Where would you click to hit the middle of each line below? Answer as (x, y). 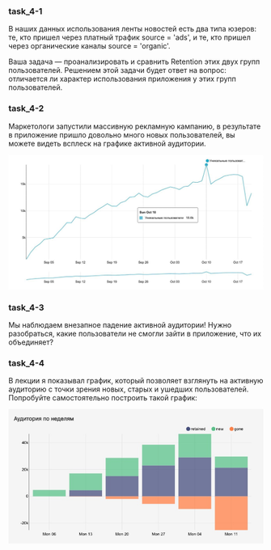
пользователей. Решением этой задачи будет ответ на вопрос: (117, 70)
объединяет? (31, 342)
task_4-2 (26, 108)
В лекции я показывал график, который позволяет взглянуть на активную (136, 381)
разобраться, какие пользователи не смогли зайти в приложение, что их (135, 334)
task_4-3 (26, 307)
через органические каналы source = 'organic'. (90, 46)
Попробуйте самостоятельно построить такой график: (103, 398)
